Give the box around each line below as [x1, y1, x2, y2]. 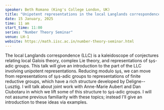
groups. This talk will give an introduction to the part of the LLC [14, 63, 142, 68]
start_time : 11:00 [5, 25, 42, 30]
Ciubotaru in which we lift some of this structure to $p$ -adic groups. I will [5, 88, 152, 94]
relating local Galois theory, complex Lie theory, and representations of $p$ [5, 57, 155, 64]
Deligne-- [126, 78, 145, 84]
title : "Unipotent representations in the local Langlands [5, 12, 128, 17]
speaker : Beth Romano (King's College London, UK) [5, 7, 110, 12]
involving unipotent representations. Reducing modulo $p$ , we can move [5, 68, 151, 74]
